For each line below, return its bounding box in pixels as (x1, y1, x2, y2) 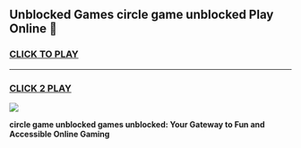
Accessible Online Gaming (9, 128, 110, 139)
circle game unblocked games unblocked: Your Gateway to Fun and (9, 118, 266, 129)
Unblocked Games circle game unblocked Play (9, 7, 274, 22)
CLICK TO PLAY (9, 48, 79, 61)
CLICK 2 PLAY (9, 82, 72, 94)
